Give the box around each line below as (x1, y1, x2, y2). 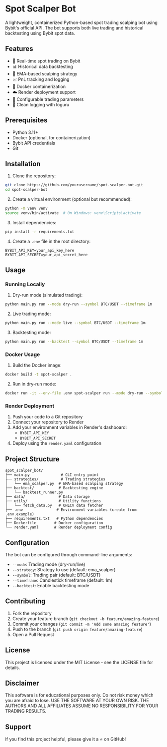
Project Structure (5, 455, 60, 463)
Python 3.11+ (12, 129, 39, 135)
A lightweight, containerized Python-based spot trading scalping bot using (5, 19, 158, 25)
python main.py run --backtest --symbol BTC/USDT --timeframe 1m (5, 339, 143, 345)
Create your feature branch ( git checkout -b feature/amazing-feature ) (12, 615, 160, 622)
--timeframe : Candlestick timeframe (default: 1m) (12, 577, 113, 583)
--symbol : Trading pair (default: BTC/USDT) (12, 572, 101, 578)
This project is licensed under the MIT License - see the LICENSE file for (5, 659, 153, 665)
